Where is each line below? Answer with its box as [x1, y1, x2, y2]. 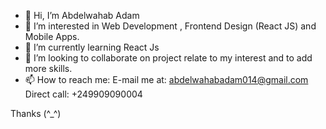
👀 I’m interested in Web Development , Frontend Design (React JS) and [24, 20, 317, 32]
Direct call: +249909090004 [24, 88, 143, 100]
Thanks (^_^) [10, 108, 62, 119]
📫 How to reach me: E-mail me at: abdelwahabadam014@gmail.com [24, 74, 309, 85]
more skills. [24, 63, 73, 74]
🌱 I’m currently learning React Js [24, 41, 160, 53]
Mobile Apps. [24, 31, 80, 42]
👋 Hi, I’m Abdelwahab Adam [24, 10, 140, 21]
